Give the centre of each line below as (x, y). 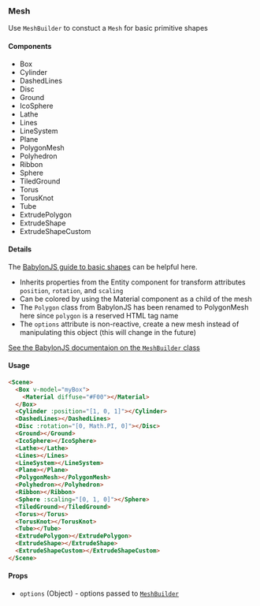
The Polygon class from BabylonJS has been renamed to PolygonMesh (134, 307)
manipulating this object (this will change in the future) (108, 332)
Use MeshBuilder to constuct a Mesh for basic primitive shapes (108, 28)
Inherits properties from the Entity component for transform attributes (132, 282)
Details (20, 249)
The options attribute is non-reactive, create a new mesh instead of (129, 324)
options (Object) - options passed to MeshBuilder (99, 593)
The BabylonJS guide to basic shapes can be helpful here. (103, 266)
